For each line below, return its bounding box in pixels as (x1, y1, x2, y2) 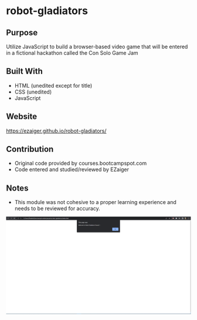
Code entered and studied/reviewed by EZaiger (14, 166, 130, 173)
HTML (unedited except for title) (14, 82, 93, 89)
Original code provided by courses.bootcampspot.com (14, 160, 147, 167)
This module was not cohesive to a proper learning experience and (14, 199, 177, 206)
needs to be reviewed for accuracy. (14, 205, 101, 212)
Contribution (6, 144, 54, 154)
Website (6, 112, 37, 122)
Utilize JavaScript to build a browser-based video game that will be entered (6, 43, 188, 50)
